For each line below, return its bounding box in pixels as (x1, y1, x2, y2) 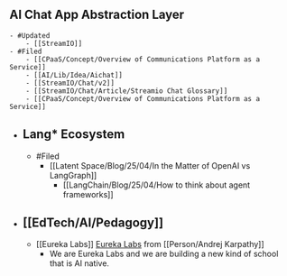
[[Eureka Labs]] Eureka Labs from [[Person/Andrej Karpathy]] (35, 239, 264, 250)
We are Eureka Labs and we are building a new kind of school (49, 248, 279, 260)
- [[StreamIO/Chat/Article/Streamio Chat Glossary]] (25, 86, 228, 96)
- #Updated (9, 31, 51, 40)
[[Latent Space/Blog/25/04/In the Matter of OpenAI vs (49, 160, 251, 170)
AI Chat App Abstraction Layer (9, 7, 185, 23)
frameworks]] (62, 189, 115, 199)
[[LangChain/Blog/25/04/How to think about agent (62, 179, 251, 190)
